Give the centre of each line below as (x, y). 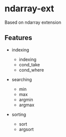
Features (18, 38)
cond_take (29, 64)
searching (22, 79)
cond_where (32, 70)
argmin (26, 99)
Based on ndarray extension (33, 22)
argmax (27, 105)
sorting (19, 114)
